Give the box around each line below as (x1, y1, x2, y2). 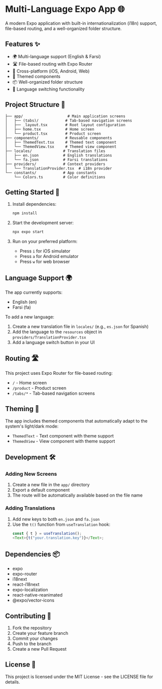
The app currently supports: (5, 289, 63, 295)
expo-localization (12, 587, 48, 593)
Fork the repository (12, 625, 52, 631)
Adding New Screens (5, 470, 57, 477)
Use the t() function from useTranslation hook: (12, 521, 111, 527)
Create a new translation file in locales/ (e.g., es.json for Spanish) (12, 323, 149, 329)
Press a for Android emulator (19, 254, 79, 259)
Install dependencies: (12, 201, 57, 207)
